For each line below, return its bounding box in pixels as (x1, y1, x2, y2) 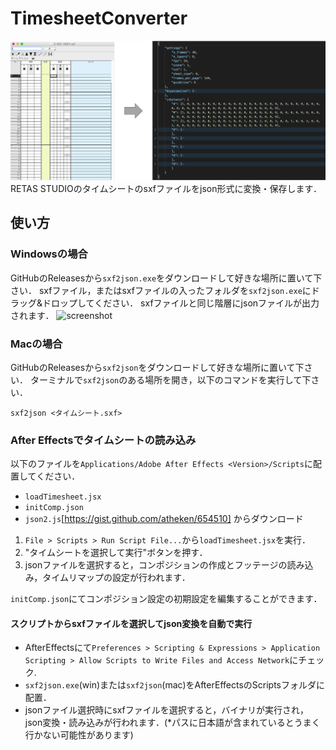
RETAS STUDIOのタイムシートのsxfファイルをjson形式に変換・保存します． (10, 182, 322, 194)
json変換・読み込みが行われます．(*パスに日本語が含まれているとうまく (24, 717, 321, 729)
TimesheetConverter (10, 7, 188, 30)
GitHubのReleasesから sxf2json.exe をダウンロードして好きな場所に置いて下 (10, 272, 323, 284)
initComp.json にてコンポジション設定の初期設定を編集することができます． (10, 593, 323, 605)
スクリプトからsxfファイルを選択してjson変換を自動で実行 (10, 617, 253, 629)
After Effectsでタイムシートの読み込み (10, 433, 197, 447)
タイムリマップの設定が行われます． (42, 572, 191, 584)
